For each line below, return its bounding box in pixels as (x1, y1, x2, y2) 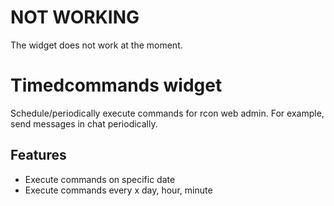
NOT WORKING (10, 6, 140, 29)
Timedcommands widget (10, 74, 223, 97)
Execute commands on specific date (24, 173, 176, 185)
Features (10, 147, 67, 164)
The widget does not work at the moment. (10, 39, 183, 51)
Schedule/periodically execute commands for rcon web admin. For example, (10, 107, 325, 119)
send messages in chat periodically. (10, 117, 158, 130)
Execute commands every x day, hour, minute (24, 184, 213, 196)
